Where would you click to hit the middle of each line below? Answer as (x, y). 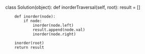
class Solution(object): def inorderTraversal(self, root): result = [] (73, 7)
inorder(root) (29, 43)
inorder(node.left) (53, 25)
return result (29, 47)
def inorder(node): (35, 17)
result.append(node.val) (59, 30)
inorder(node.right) (54, 34)
